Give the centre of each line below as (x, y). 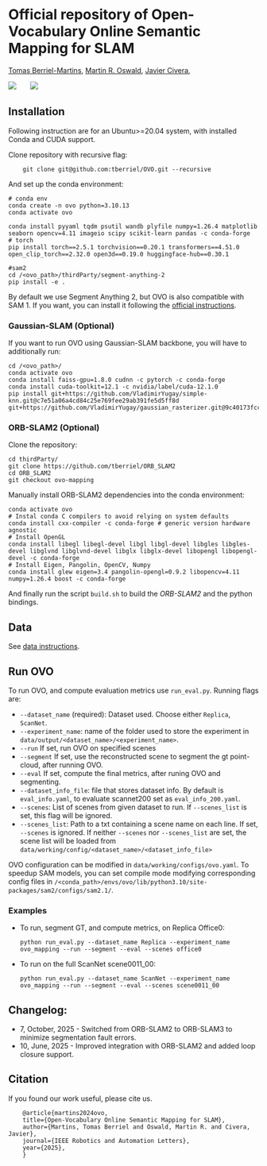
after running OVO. (73, 765)
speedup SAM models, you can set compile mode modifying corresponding (132, 873)
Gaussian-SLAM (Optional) (62, 326)
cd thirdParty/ (33, 459)
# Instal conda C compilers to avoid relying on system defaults (118, 517)
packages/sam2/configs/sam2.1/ (60, 890)
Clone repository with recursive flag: (68, 154)
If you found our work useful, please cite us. (80, 1098)
